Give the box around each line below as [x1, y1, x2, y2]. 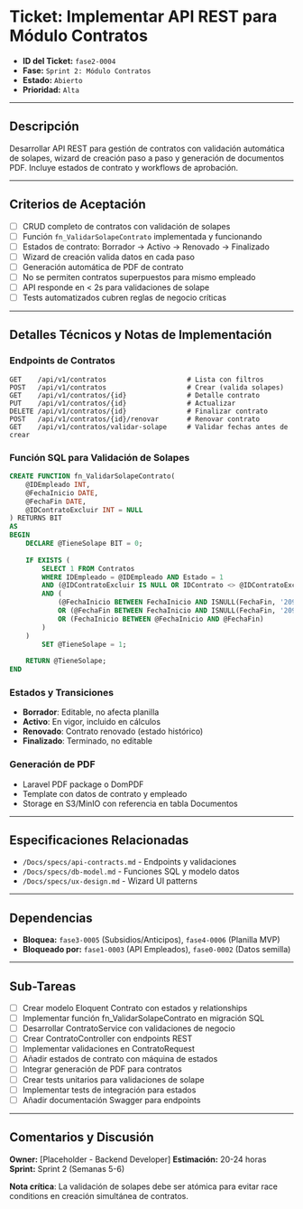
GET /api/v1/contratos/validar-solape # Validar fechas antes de [9, 422, 289, 431]
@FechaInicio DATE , [25, 488, 99, 498]
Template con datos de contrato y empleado [22, 788, 188, 799]
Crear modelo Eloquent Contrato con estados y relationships [22, 1003, 248, 1014]
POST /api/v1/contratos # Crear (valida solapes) [9, 382, 284, 392]
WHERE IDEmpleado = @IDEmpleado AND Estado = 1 [41, 572, 224, 582]
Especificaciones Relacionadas [9, 833, 189, 848]
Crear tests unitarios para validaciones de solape [22, 1073, 205, 1085]
